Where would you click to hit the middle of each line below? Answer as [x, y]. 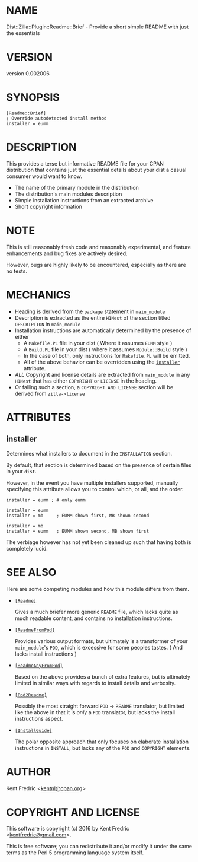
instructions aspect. [39, 718]
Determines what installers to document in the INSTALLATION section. [89, 453]
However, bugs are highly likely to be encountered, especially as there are [96, 265]
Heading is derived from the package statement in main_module [90, 311]
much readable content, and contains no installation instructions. [93, 618]
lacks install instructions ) [46, 654]
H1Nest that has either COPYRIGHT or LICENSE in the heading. [86, 381]
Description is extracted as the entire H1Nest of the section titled [92, 317]
